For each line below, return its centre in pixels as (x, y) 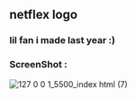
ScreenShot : (38, 65)
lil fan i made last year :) (62, 40)
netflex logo (44, 15)
